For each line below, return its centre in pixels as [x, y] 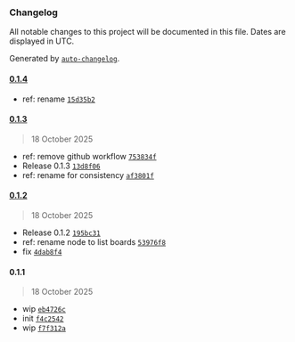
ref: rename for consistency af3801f [88, 175]
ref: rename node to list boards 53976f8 [94, 241]
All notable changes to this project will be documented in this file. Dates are [148, 32]
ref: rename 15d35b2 [58, 99]
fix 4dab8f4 [42, 251]
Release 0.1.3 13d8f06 [61, 166]
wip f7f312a [44, 328]
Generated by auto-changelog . [65, 59]
